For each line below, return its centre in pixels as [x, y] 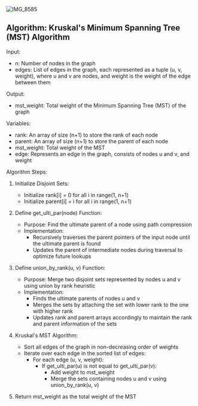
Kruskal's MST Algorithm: [46, 335]
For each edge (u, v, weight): [68, 359]
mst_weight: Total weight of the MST [60, 147]
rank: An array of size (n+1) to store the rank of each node [86, 135]
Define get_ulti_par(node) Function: [58, 213]
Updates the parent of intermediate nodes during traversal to [108, 250]
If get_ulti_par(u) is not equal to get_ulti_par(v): [99, 366]
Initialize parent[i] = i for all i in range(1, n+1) [78, 201]
